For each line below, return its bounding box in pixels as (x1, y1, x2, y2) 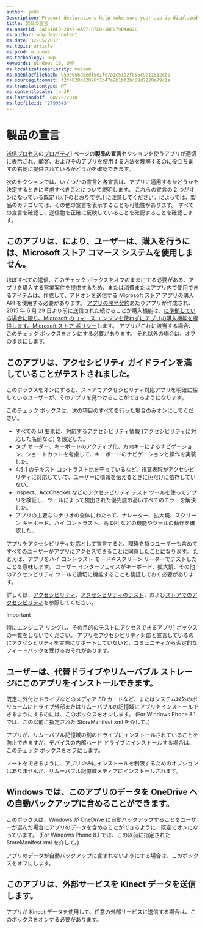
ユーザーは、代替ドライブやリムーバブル (6, 666, 159, 677)
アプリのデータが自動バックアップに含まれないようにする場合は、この (6, 852, 183, 859)
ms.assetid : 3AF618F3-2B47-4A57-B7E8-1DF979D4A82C (6, 26, 138, 32)
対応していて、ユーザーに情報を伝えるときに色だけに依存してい (36, 473, 196, 481)
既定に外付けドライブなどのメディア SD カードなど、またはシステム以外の (6, 696, 192, 702)
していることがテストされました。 (6, 369, 135, 379)
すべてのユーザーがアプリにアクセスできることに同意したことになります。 (6, 547, 192, 555)
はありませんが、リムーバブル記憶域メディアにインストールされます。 (6, 767, 182, 775)
